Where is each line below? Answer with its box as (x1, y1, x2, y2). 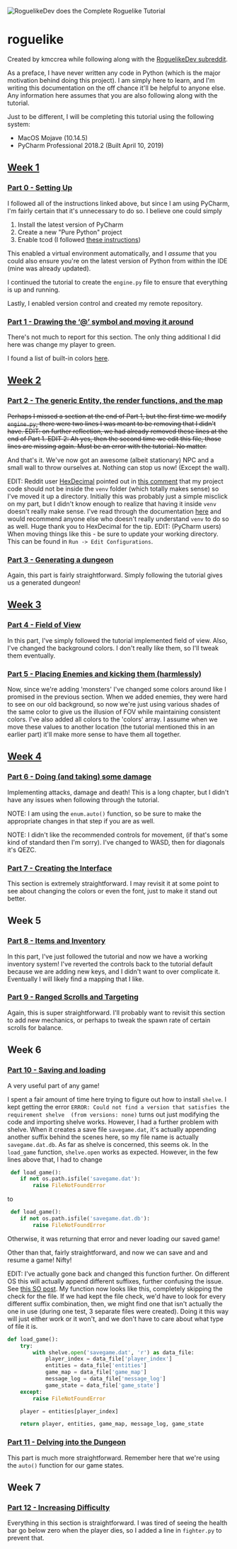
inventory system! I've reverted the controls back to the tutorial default (7, 959, 214, 968)
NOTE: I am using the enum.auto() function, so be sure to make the (7, 809, 202, 818)
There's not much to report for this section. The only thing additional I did (7, 333, 221, 341)
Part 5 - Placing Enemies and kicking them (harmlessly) (7, 669, 202, 679)
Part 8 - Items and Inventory (7, 936, 106, 946)
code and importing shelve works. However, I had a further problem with (7, 1117, 219, 1126)
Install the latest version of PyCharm (17, 220, 124, 229)
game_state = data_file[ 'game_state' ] (45, 1381, 160, 1389)
